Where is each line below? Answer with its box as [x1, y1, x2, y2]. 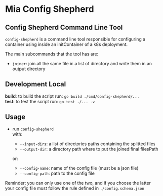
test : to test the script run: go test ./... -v [5, 98, 95, 104]
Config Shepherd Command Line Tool [5, 23, 123, 32]
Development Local [5, 80, 66, 88]
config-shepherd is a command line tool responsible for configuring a [5, 36, 146, 42]
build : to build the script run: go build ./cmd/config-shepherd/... [5, 93, 140, 99]
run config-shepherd [12, 126, 54, 132]
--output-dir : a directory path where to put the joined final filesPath [19, 146, 159, 152]
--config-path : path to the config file [19, 170, 95, 176]
